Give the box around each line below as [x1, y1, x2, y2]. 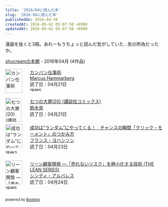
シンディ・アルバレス [30, 173, 74, 179]
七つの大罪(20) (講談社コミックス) [30, 98, 101, 105]
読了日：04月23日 [30, 144, 68, 150]
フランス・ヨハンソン [30, 137, 75, 143]
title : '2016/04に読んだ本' [5, 7, 61, 13]
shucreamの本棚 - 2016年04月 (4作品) [5, 58, 86, 64]
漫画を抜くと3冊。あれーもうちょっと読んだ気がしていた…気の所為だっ [5, 41, 154, 47]
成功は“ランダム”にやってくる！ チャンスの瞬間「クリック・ [30, 124, 158, 131]
